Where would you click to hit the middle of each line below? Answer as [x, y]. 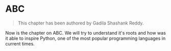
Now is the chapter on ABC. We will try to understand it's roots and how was [86, 33]
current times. [20, 43]
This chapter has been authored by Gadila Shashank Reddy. [81, 23]
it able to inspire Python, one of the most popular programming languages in [86, 38]
